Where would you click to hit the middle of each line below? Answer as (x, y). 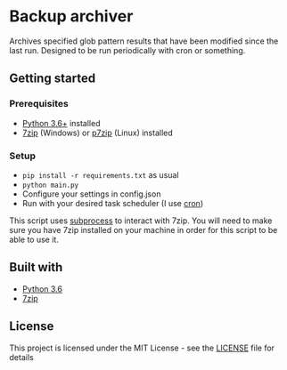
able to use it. (34, 239)
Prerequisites (39, 104)
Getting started (53, 79)
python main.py (50, 185)
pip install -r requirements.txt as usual (101, 174)
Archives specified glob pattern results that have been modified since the (144, 41)
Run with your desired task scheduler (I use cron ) (112, 203)
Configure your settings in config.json (91, 194)
